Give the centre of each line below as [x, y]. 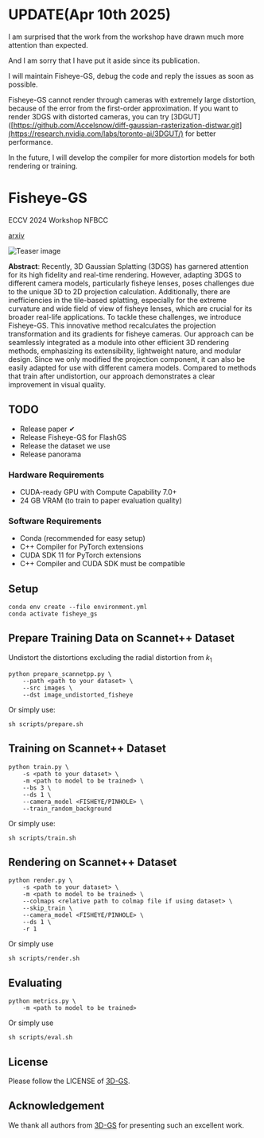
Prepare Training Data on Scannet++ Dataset [121, 638]
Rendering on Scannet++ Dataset [93, 862]
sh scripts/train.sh [43, 838]
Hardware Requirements [56, 475]
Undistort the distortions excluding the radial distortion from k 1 [110, 658]
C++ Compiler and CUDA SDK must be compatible [102, 564]
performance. [31, 142]
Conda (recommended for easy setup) [82, 538]
